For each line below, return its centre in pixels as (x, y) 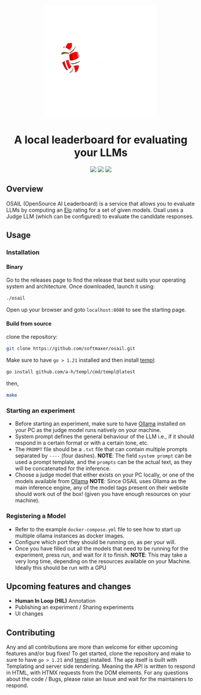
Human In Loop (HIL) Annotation (55, 601)
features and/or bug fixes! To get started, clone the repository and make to (98, 653)
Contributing (31, 633)
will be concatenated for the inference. (63, 469)
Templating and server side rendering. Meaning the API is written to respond (100, 666)
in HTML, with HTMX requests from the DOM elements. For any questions (97, 673)
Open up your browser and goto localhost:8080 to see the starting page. (96, 310)
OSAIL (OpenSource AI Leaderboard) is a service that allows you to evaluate (100, 203)
